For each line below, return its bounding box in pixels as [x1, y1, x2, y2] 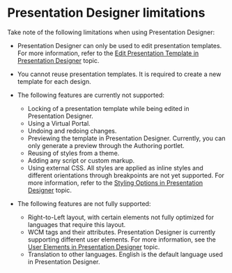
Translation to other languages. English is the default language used [27, 250, 223, 258]
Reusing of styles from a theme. [27, 149, 120, 157]
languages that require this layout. [27, 220, 126, 228]
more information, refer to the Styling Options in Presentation [27, 178, 203, 186]
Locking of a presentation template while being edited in [27, 104, 190, 112]
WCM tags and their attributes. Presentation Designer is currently [27, 228, 216, 236]
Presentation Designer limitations [7, 5, 206, 21]
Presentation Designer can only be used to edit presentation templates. [17, 41, 222, 50]
